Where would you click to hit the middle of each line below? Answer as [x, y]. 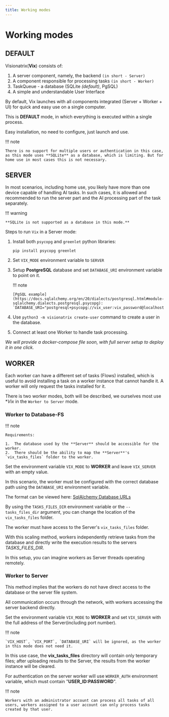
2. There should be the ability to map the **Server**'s [67, 453]
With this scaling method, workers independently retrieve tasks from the [80, 537]
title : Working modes [28, 10]
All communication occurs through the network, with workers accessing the [84, 602]
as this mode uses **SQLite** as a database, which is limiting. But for [84, 155]
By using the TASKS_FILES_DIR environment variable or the [65, 507]
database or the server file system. [42, 592]
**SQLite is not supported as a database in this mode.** [67, 222]
